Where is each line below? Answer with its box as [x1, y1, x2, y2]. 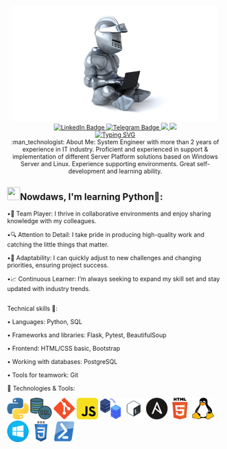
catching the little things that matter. [7, 240, 109, 249]
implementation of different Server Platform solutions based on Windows [12, 152, 218, 161]
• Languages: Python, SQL [7, 318, 82, 326]
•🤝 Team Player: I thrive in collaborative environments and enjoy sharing [7, 209, 211, 218]
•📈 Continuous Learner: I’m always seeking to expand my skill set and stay [7, 275, 220, 283]
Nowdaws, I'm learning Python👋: [20, 191, 163, 203]
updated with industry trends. [7, 284, 91, 292]
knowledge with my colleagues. [7, 216, 97, 224]
